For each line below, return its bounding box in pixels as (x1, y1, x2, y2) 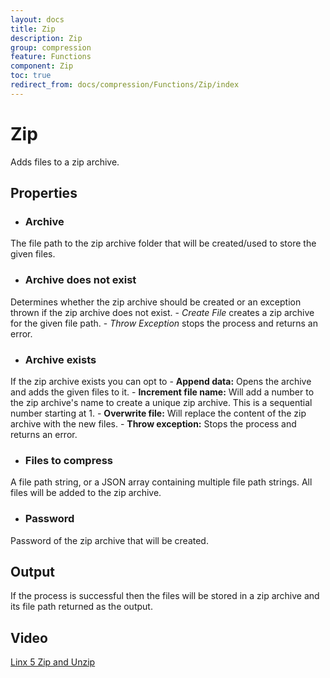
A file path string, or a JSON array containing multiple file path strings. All (10, 476, 313, 488)
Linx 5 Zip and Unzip (10, 656, 96, 668)
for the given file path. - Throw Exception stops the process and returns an (10, 317, 318, 329)
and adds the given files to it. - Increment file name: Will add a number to (10, 386, 315, 398)
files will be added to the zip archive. (10, 487, 162, 499)
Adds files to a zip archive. (10, 156, 120, 168)
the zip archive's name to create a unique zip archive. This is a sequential (10, 396, 313, 408)
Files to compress (24, 453, 114, 467)
